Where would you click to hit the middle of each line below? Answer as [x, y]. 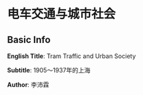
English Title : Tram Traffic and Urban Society [71, 56]
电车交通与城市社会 [62, 14]
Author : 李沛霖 [28, 85]
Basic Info [29, 39]
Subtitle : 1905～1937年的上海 [49, 70]
